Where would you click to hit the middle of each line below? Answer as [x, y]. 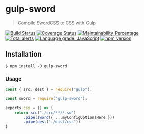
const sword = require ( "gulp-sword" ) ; [46, 98]
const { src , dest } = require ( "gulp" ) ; [49, 90]
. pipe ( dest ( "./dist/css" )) [52, 122]
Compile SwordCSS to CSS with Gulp [56, 23]
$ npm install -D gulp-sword [36, 66]
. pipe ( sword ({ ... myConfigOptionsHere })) [69, 117]
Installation [23, 54]
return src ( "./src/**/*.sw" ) [45, 113]
